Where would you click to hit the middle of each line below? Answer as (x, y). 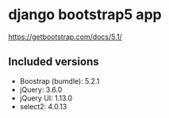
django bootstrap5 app (85, 15)
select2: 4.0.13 (43, 106)
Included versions (54, 62)
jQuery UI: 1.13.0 (46, 98)
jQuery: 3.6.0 (41, 89)
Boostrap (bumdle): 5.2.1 (60, 81)
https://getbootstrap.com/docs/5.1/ (65, 37)
